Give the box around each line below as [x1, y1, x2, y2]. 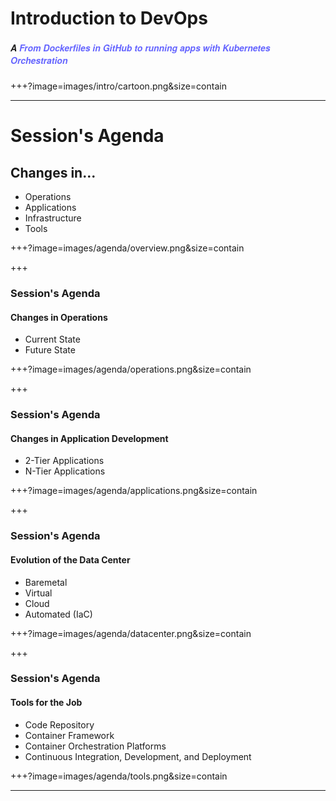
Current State [24, 333, 81, 346]
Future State [24, 344, 76, 356]
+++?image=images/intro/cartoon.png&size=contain [10, 80, 227, 92]
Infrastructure [24, 212, 82, 224]
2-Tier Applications [24, 455, 105, 467]
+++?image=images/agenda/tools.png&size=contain [10, 770, 228, 782]
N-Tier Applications [24, 465, 106, 477]
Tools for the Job [10, 697, 83, 709]
